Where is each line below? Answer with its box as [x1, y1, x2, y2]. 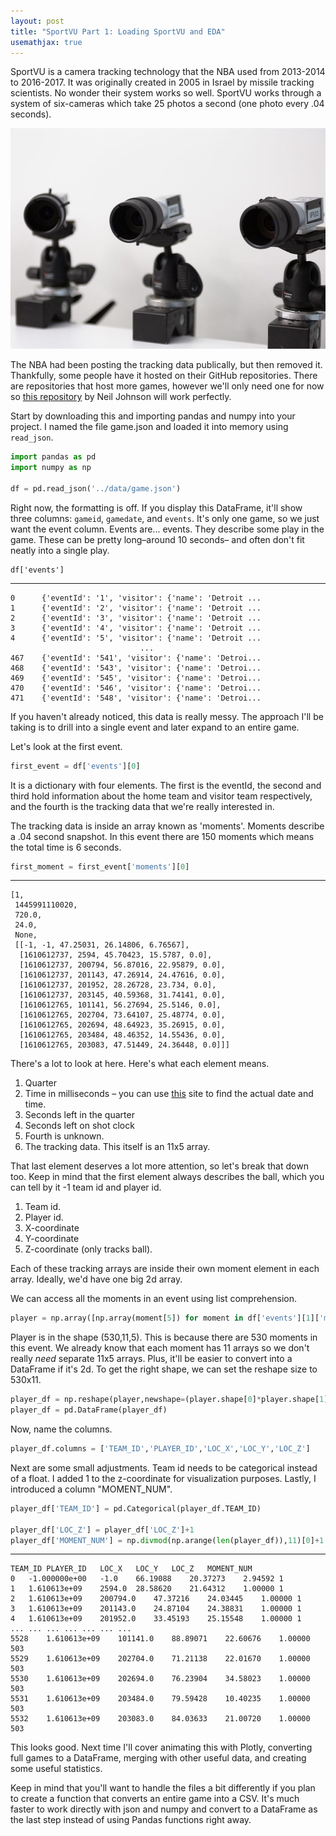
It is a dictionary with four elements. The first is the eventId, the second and [10, 779, 322, 791]
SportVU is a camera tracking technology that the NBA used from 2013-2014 [10, 66, 326, 78]
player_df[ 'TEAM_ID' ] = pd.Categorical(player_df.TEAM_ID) [10, 1503, 262, 1514]
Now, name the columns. [10, 1423, 113, 1435]
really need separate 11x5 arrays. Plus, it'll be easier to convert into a [10, 1353, 293, 1365]
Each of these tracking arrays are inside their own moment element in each [10, 1263, 320, 1275]
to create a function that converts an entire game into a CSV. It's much [10, 1793, 300, 1805]
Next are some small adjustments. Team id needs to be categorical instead [10, 1461, 318, 1474]
